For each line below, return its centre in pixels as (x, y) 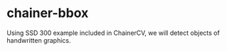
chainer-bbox (48, 13)
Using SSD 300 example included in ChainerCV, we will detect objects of (113, 33)
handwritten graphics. (39, 40)
